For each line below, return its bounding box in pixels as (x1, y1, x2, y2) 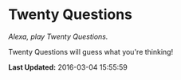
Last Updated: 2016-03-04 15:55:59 (8, 62, 128, 72)
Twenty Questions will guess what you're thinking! (8, 47, 174, 56)
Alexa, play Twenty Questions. (8, 32, 108, 41)
